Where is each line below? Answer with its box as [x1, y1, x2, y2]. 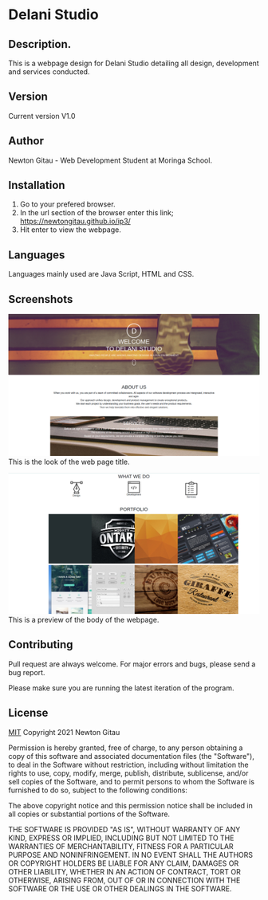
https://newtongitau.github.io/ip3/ [19, 217, 132, 226]
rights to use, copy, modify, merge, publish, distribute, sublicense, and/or [8, 768, 249, 778]
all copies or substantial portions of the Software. [8, 809, 170, 819]
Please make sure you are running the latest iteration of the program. [8, 683, 235, 693]
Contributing [8, 638, 73, 651]
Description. [8, 37, 72, 51]
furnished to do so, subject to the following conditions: [8, 785, 187, 795]
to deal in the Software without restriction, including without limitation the [8, 760, 249, 769]
